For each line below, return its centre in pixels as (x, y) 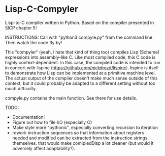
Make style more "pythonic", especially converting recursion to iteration (85, 127)
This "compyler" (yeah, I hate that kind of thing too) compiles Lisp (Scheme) (82, 52)
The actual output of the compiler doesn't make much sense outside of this (81, 78)
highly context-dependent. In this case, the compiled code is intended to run (83, 62)
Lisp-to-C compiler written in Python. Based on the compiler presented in (80, 23)
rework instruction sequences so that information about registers (78, 132)
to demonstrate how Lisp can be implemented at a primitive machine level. (81, 73)
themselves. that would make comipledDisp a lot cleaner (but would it (83, 143)
